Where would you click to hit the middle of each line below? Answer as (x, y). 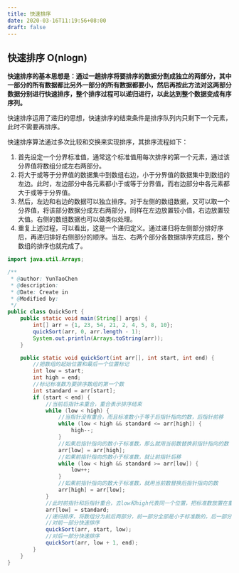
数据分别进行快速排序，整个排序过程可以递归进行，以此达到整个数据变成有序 (119, 94)
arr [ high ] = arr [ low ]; (92, 490)
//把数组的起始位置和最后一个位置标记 (81, 364)
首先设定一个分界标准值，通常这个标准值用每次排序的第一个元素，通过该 (123, 157)
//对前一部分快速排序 (73, 523)
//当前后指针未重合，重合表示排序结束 (94, 404)
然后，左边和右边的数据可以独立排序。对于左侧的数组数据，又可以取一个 (123, 202)
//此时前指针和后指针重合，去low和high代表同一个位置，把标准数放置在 (137, 503)
